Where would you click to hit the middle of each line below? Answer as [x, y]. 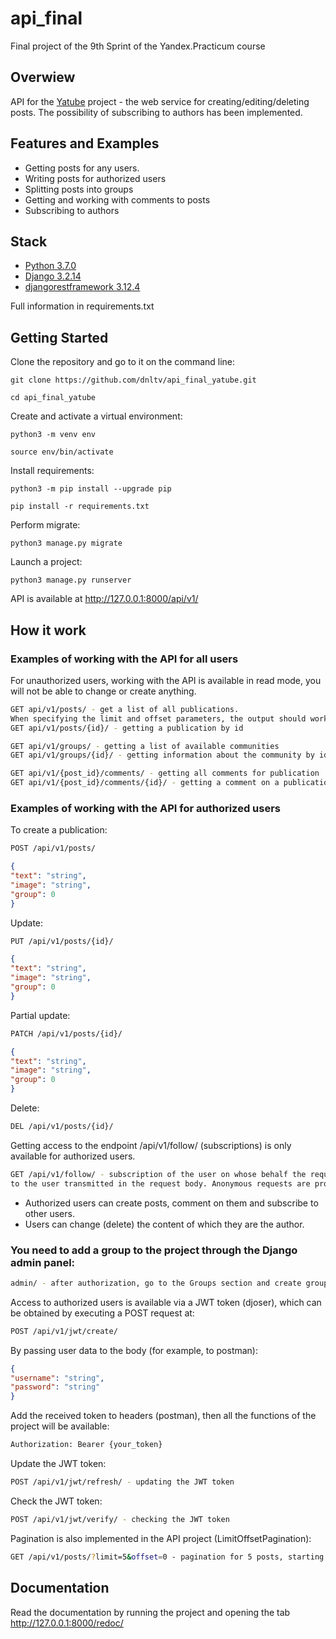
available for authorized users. [73, 1156]
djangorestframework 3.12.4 [82, 287]
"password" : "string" [55, 1387]
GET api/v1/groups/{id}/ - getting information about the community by [162, 755]
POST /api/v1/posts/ [53, 848]
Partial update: [40, 1015]
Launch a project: [46, 562]
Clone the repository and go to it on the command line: [123, 362]
